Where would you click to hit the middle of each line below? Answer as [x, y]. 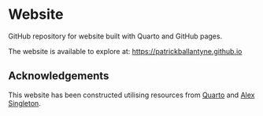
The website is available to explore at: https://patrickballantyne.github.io [125, 51]
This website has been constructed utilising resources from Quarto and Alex [131, 95]
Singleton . [24, 103]
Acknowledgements [59, 76]
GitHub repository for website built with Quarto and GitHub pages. [115, 36]
